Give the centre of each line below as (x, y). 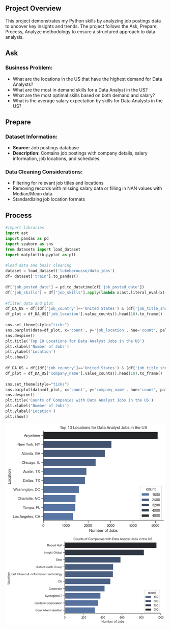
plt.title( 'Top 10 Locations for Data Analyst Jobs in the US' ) (75, 341)
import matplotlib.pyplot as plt (41, 255)
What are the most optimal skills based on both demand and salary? (84, 95)
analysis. (15, 37)
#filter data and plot (29, 303)
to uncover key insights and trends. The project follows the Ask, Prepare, (82, 26)
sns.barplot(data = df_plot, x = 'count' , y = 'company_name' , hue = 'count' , (82, 390)
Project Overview (33, 8)
